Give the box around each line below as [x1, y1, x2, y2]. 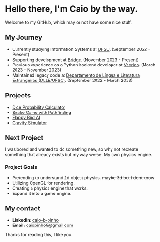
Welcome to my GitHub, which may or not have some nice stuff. [5, 19, 132, 25]
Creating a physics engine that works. [12, 185, 88, 191]
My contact [5, 205, 40, 213]
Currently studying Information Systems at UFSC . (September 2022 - [12, 46, 150, 52]
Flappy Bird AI [12, 114, 40, 120]
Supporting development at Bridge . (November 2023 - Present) [12, 57, 139, 63]
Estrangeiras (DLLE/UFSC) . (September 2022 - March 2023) [12, 77, 133, 83]
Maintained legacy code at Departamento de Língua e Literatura [12, 72, 140, 78]
